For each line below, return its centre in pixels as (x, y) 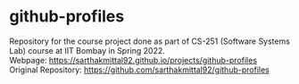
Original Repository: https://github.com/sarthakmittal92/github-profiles (139, 70)
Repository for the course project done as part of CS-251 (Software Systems (149, 41)
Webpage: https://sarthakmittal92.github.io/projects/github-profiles (133, 60)
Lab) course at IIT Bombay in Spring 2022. (87, 50)
